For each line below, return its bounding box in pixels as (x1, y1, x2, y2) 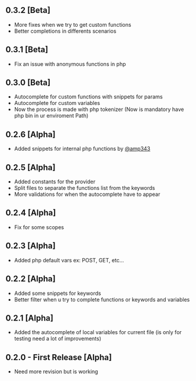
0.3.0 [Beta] (5, 78, 51, 88)
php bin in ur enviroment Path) (14, 112, 89, 119)
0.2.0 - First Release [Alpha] (5, 352, 112, 362)
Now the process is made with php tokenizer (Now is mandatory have (14, 106, 184, 113)
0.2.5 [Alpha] (5, 162, 56, 172)
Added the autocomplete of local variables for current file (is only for (14, 329, 182, 336)
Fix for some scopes (14, 223, 65, 231)
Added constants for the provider (14, 178, 96, 185)
